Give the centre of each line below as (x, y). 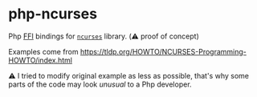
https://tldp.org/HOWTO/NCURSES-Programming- (163, 51)
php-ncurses (53, 14)
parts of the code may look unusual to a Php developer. (100, 84)
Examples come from (43, 51)
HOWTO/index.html (40, 60)
